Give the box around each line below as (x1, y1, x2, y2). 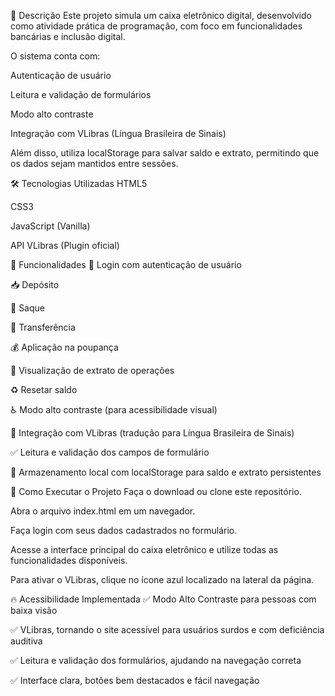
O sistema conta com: (10, 50, 101, 62)
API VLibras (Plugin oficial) (10, 240, 120, 251)
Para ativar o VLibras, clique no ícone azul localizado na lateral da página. (10, 574, 315, 585)
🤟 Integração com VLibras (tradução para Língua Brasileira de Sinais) (10, 427, 295, 439)
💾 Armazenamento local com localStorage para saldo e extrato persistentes (10, 466, 322, 478)
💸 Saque (10, 302, 45, 314)
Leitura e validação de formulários (10, 89, 152, 100)
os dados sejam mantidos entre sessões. (10, 158, 179, 169)
